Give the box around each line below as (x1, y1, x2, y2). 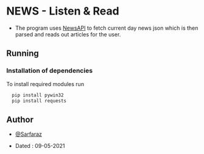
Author (6, 114, 33, 125)
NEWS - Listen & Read (6, 4, 120, 18)
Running (6, 49, 40, 59)
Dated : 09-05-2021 (15, 142, 65, 150)
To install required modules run (6, 80, 84, 87)
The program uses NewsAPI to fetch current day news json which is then (15, 24, 199, 32)
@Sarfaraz (15, 130, 43, 138)
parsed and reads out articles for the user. (15, 30, 121, 38)
